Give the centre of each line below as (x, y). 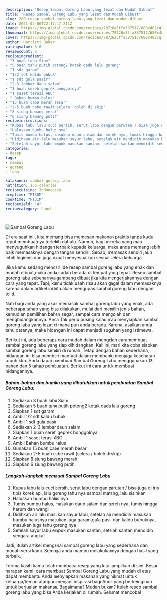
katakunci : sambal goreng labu (38, 181)
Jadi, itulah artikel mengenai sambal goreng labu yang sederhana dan (77, 545)
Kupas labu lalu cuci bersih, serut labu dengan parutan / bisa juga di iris (86, 488)
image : (12, 28)
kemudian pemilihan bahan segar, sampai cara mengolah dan (68, 314)
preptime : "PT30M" (25, 195)
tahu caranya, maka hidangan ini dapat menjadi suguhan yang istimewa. (79, 330)
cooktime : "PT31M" (25, 199)
